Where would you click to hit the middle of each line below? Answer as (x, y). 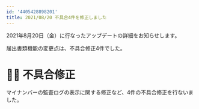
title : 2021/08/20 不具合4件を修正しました (57, 17)
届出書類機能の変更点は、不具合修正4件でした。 (66, 48)
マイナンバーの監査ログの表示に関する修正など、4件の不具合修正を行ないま (100, 92)
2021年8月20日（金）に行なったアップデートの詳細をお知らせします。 (93, 35)
